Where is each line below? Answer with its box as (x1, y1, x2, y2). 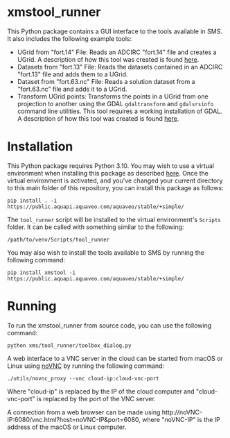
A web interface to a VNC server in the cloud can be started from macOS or (7, 354, 223, 362)
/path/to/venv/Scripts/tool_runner (7, 236, 110, 243)
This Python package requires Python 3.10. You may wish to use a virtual (7, 161, 215, 170)
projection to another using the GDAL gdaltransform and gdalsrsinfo (17, 99, 214, 108)
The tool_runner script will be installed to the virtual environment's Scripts (7, 215, 222, 224)
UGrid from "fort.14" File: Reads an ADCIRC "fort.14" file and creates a (17, 48, 217, 56)
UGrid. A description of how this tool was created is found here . (17, 55, 200, 63)
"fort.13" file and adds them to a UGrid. (17, 70, 128, 78)
